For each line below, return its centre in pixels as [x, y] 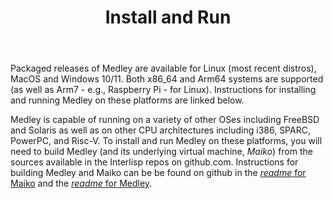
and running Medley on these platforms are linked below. [127, 100]
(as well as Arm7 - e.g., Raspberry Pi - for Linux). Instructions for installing [163, 90]
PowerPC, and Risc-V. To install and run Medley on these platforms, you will [166, 141]
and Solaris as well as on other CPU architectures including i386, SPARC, [160, 130]
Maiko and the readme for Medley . [81, 183]
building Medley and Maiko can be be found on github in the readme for [158, 173]
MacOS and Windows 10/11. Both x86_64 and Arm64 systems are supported [167, 79]
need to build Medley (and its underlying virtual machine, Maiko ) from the [161, 152]
